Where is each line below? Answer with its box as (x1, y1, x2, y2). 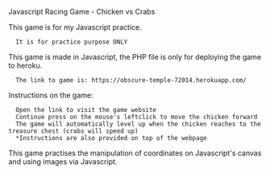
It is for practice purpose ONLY (15, 38, 128, 46)
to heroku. (8, 60, 43, 70)
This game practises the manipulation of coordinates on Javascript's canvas (8, 148, 262, 158)
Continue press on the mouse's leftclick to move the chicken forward (15, 113, 258, 121)
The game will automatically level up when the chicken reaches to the (15, 120, 262, 128)
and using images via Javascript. (8, 157, 118, 166)
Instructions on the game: (8, 90, 93, 100)
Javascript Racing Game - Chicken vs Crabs (8, 7, 156, 16)
